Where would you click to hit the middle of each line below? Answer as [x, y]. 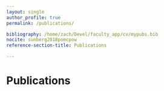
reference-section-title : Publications [57, 45]
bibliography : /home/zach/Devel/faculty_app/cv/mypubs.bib [82, 34]
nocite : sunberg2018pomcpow [42, 40]
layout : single [25, 12]
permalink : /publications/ [40, 23]
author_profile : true [34, 18]
